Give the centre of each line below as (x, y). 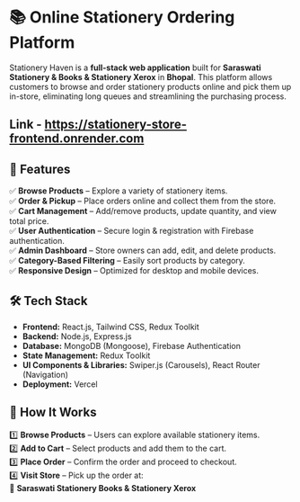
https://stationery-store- (115, 125)
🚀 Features (40, 169)
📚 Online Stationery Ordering (122, 18)
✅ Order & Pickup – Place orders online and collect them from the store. (143, 201)
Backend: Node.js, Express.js (77, 336)
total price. (29, 221)
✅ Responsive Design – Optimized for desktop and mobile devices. (134, 271)
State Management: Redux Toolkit (86, 355)
